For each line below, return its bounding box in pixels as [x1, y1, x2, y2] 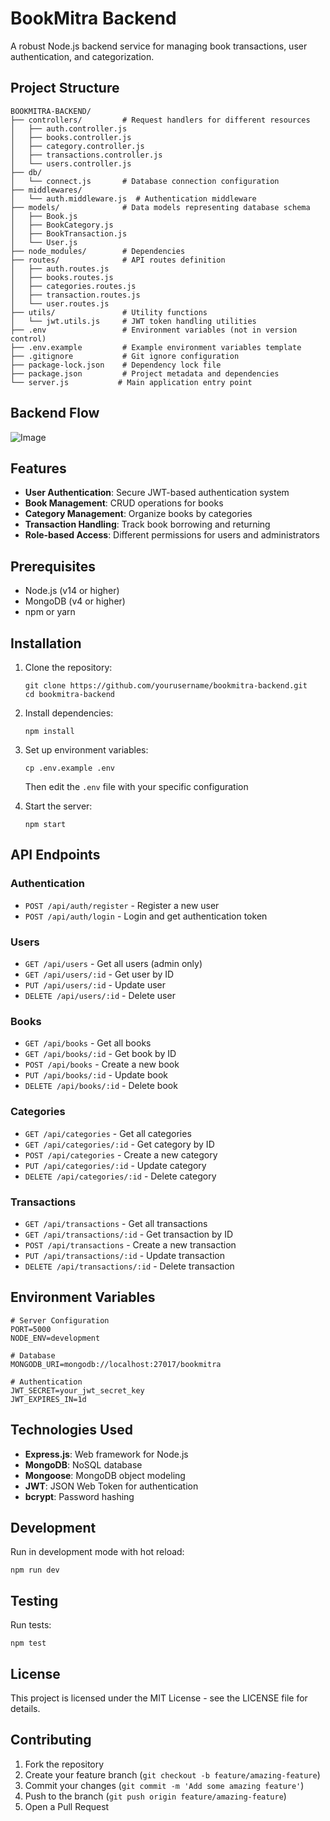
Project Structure [10, 80, 120, 97]
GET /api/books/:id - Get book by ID [24, 1048, 177, 1060]
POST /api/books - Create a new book [24, 1058, 180, 1071]
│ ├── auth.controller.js [10, 123, 128, 134]
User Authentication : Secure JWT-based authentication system [24, 487, 290, 499]
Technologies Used [10, 1422, 133, 1439]
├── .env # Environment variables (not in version [10, 325, 298, 335]
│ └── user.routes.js [10, 298, 110, 309]
